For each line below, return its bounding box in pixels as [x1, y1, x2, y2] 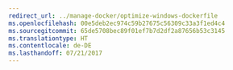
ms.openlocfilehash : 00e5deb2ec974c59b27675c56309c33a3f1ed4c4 [8, 19, 226, 27]
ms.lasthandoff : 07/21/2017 [8, 49, 103, 57]
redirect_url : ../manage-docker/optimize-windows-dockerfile [8, 11, 218, 20]
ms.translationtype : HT [8, 34, 89, 43]
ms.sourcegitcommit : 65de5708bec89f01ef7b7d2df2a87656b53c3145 [8, 27, 226, 35]
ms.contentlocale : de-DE [8, 42, 92, 50]
